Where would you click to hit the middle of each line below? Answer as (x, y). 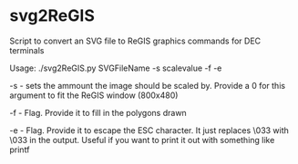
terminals (27, 50)
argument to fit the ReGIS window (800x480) (94, 95)
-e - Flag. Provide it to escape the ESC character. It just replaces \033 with (149, 130)
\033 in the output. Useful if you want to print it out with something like (142, 140)
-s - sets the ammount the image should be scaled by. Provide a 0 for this (147, 85)
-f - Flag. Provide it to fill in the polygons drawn (98, 112)
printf (20, 150)
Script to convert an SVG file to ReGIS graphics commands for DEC (135, 41)
